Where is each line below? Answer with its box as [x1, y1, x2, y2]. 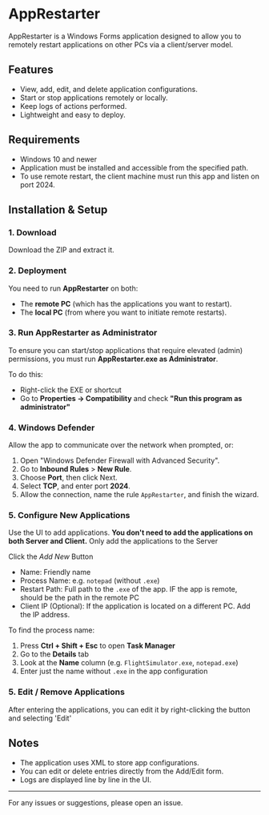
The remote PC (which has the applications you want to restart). [19, 299, 232, 308]
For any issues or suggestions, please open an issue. [8, 797, 183, 807]
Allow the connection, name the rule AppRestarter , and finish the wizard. [19, 490, 259, 500]
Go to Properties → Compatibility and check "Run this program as [19, 393, 243, 403]
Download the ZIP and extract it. [8, 245, 114, 255]
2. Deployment [8, 265, 66, 276]
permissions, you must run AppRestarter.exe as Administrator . [8, 354, 219, 363]
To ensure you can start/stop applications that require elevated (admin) [8, 345, 243, 355]
